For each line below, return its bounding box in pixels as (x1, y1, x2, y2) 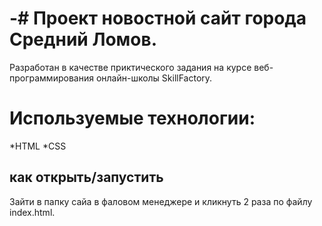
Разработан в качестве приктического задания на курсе (9, 61, 252, 73)
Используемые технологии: (9, 107, 256, 130)
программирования (9, 72, 94, 84)
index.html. (9, 206, 56, 218)
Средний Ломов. (9, 28, 157, 51)
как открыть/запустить (9, 169, 164, 186)
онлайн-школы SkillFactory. (95, 72, 213, 84)
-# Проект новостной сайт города (9, 7, 307, 30)
